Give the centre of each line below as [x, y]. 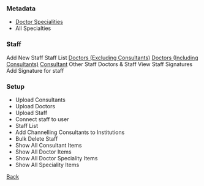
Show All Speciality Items [47, 165]
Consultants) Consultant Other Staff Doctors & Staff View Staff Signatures [100, 64]
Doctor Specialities [39, 22]
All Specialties [33, 28]
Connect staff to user [42, 119]
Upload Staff [31, 113]
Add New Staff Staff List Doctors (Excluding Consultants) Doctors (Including [102, 58]
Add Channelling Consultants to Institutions [70, 132]
